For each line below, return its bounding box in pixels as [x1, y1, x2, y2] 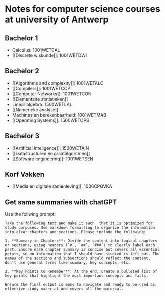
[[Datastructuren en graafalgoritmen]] [12, 150, 90, 156]
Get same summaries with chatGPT [5, 198, 117, 206]
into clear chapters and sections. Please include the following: [5, 230, 146, 235]
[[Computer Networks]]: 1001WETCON [12, 91, 92, 97]
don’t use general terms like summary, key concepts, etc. [5, 260, 131, 265]
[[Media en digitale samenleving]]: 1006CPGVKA [12, 183, 112, 189]
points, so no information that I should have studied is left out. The [5, 251, 160, 257]
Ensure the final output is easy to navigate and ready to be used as [5, 282, 155, 287]
